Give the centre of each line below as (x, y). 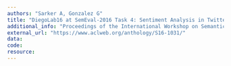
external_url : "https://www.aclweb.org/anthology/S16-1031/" (97, 33)
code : (15, 45)
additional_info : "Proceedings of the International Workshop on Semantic (117, 26)
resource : (21, 52)
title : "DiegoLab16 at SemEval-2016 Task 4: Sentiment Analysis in (106, 20)
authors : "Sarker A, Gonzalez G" (55, 13)
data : (15, 39)
